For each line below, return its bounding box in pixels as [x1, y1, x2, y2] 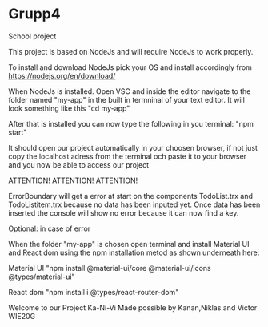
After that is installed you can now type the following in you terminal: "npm [8, 119, 254, 128]
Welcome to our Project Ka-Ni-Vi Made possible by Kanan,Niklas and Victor [8, 302, 258, 313]
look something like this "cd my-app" [8, 103, 130, 113]
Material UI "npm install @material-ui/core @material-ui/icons [8, 263, 211, 272]
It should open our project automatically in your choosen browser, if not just [8, 143, 258, 152]
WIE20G [8, 311, 36, 321]
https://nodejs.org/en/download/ [8, 71, 116, 80]
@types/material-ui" [8, 272, 75, 281]
